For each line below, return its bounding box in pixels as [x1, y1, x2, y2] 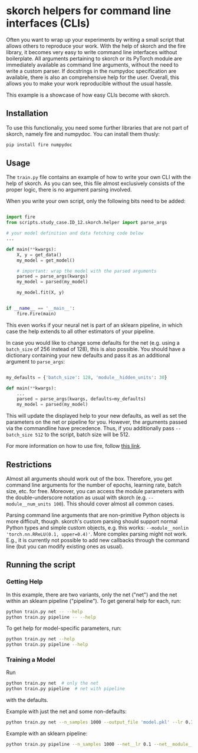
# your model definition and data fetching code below [6, 230, 144, 236]
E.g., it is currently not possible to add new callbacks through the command [6, 537, 190, 543]
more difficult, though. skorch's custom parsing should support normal [6, 518, 178, 525]
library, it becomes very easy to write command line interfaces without [6, 48, 177, 55]
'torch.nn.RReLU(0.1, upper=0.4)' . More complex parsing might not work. [6, 530, 187, 537]
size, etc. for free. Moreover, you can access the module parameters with [6, 488, 184, 494]
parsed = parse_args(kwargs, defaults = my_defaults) [16, 396, 146, 402]
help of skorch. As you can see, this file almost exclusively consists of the [6, 180, 185, 187]
